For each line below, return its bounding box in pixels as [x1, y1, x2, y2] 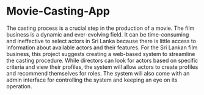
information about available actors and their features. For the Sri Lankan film [6, 44, 198, 51]
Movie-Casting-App [6, 4, 110, 18]
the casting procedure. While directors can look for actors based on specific [6, 57, 199, 64]
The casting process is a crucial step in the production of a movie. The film [6, 24, 195, 32]
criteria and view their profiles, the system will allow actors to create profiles [6, 63, 199, 71]
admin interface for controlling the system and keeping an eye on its [6, 76, 178, 83]
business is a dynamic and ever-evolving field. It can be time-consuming [6, 30, 189, 38]
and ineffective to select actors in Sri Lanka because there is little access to [6, 37, 197, 44]
